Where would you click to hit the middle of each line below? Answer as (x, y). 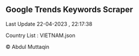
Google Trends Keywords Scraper (69, 10)
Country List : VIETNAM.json (40, 35)
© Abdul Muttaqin (28, 47)
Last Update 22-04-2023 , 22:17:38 (49, 24)
